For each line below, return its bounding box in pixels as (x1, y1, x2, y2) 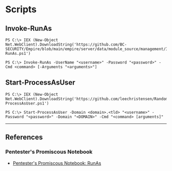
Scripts (5, 4, 37, 15)
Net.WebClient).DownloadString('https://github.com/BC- (5, 42, 127, 47)
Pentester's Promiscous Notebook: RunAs (12, 160, 101, 166)
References (5, 133, 43, 142)
